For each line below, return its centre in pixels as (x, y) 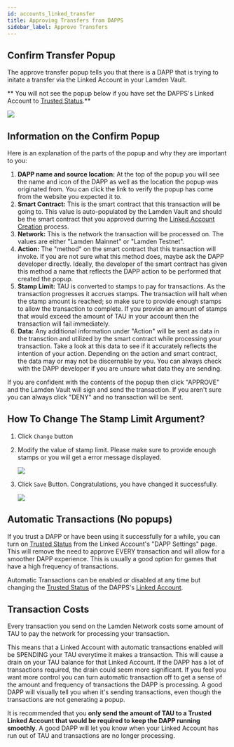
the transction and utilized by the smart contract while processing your (119, 339)
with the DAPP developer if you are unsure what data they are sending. (119, 369)
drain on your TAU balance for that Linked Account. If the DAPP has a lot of (116, 663)
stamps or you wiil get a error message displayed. (89, 457)
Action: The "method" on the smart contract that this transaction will (116, 249)
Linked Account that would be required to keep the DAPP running (104, 721)
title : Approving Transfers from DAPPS (66, 20)
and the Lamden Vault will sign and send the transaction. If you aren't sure (115, 390)
